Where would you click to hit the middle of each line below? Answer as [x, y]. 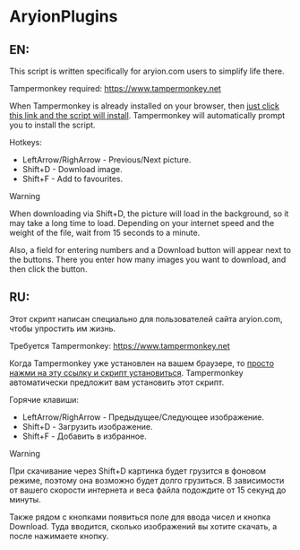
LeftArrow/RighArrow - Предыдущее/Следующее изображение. [143, 417]
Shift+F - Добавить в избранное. [85, 436]
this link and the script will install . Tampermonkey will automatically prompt [147, 115]
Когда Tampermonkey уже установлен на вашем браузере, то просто [142, 363]
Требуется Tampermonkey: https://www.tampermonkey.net [120, 345]
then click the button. [48, 269]
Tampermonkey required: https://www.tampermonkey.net [115, 88]
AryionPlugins [64, 17]
